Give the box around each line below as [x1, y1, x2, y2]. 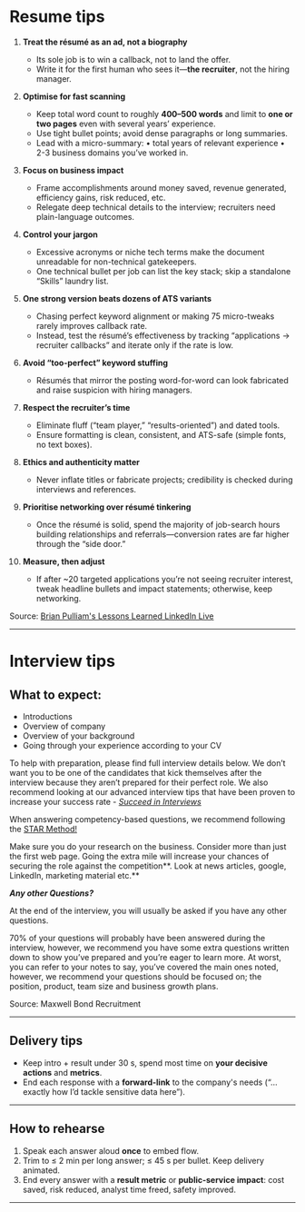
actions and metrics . [22, 1067, 103, 1078]
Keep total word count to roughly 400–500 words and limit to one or [35, 108, 293, 119]
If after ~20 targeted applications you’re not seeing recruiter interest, [35, 573, 293, 584]
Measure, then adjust [22, 556, 105, 567]
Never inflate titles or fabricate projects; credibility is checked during [35, 474, 293, 485]
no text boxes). [35, 439, 93, 450]
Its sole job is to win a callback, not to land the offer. [35, 54, 231, 65]
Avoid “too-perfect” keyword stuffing [22, 357, 169, 368]
